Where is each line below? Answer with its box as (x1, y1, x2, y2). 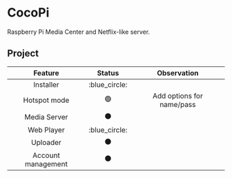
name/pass (159, 99, 196, 109)
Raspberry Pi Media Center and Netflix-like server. (7, 28, 151, 36)
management (25, 159, 68, 168)
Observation (156, 68, 199, 77)
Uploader (30, 138, 62, 148)
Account (32, 150, 60, 160)
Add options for (152, 91, 204, 101)
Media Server (24, 112, 68, 122)
